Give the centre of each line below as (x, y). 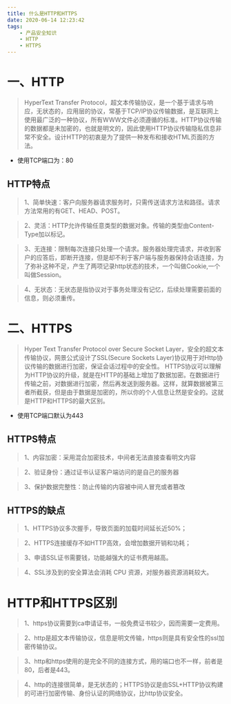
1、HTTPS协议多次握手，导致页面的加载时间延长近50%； (106, 529)
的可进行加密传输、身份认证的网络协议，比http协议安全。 (105, 693)
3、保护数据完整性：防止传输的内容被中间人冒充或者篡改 (104, 486)
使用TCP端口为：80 (45, 160)
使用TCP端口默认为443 (50, 415)
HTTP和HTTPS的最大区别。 (69, 401)
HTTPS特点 (32, 439)
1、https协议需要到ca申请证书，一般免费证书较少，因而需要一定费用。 (123, 623)
